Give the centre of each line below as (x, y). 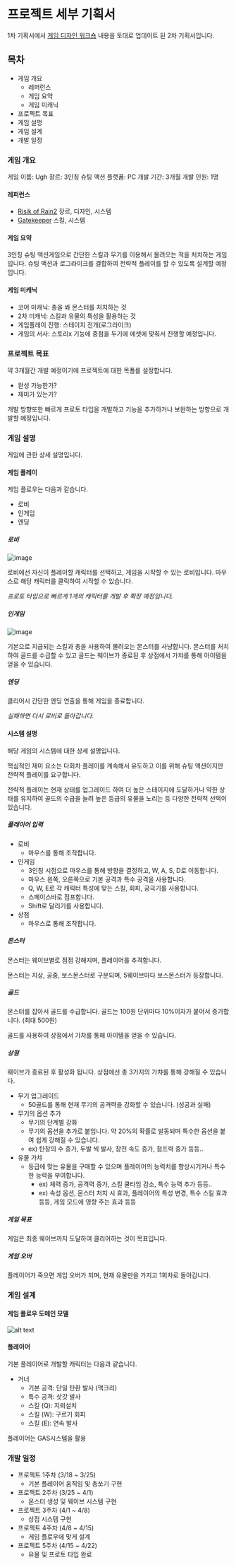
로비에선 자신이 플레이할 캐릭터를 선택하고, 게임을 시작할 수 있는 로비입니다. (111, 573)
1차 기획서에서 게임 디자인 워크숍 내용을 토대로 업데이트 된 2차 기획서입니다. (111, 35)
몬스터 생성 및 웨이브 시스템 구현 (72, 1501)
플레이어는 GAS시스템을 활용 (47, 1438)
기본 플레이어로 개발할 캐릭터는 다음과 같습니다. (72, 1364)
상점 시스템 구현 (50, 1519)
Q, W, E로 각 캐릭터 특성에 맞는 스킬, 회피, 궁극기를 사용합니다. (113, 888)
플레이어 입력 (25, 825)
